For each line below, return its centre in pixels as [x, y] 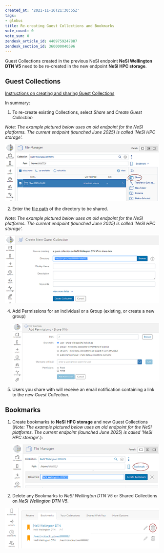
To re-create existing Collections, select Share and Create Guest [77, 112]
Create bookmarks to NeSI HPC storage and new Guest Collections [80, 422]
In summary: [18, 103]
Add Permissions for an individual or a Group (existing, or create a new [83, 311]
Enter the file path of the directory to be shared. [60, 209]
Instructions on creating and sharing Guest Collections [60, 93]
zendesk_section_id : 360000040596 [40, 46]
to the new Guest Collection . [41, 394]
